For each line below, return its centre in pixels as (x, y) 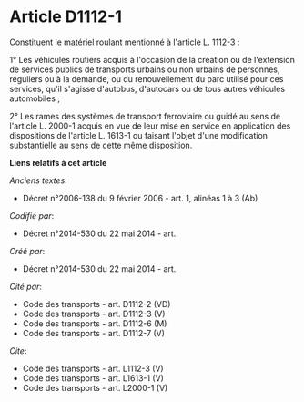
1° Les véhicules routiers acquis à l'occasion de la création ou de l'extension (152, 59)
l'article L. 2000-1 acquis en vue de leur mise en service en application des (150, 126)
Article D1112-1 (66, 17)
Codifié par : (32, 215)
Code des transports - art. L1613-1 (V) (93, 378)
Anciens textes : (39, 180)
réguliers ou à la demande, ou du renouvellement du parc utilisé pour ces (147, 78)
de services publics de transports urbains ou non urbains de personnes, (145, 69)
